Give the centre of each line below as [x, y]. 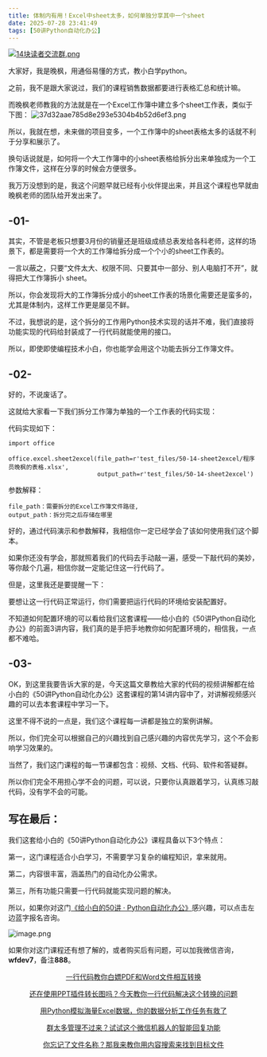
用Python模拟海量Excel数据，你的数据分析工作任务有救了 [133, 1010]
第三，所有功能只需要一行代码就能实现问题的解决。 [92, 891]
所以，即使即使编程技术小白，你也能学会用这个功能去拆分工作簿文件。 [123, 349]
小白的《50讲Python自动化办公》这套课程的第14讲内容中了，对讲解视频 [125, 694]
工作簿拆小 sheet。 [60, 278]
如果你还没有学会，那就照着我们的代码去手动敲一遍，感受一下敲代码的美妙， [133, 558]
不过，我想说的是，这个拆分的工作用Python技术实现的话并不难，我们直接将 [131, 322]
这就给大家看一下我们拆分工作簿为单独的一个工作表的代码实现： [112, 411]
